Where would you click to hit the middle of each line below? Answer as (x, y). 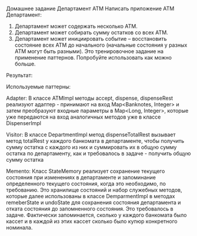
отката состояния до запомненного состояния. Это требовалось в (90, 209)
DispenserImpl (24, 123)
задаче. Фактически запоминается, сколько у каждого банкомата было (96, 215)
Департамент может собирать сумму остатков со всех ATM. (91, 32)
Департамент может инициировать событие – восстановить (91, 39)
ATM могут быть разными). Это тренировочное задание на (89, 51)
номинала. (19, 227)
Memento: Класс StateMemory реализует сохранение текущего (86, 171)
